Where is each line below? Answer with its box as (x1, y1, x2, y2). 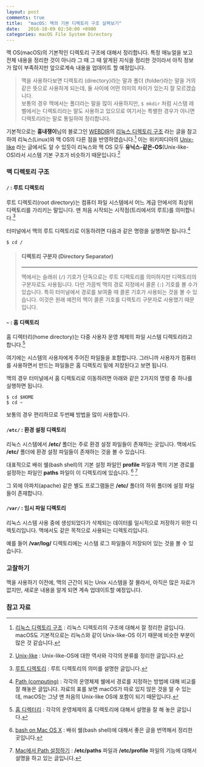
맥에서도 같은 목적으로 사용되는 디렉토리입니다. (38, 527, 149, 534)
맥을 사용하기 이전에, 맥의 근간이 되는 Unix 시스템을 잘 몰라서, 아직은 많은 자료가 (6, 579, 195, 586)
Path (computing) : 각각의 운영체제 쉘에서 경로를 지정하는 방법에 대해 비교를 (15, 678, 196, 685)
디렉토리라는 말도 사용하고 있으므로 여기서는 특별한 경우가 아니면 (42, 107, 195, 115)
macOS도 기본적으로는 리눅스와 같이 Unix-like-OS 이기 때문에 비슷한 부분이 (15, 631, 195, 638)
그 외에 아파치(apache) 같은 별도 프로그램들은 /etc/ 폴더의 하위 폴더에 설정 (6, 482, 183, 489)
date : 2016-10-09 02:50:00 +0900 (6, 26, 97, 32)
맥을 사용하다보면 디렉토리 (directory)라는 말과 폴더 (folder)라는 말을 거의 (21, 77, 196, 84)
